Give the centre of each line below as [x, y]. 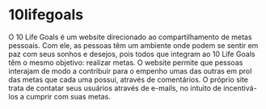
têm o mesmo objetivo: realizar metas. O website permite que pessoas [126, 63]
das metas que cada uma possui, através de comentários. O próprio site [129, 79]
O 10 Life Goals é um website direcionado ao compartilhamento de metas [130, 37]
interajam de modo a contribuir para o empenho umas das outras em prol [130, 71]
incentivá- [240, 88]
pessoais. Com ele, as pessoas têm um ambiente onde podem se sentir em [133, 45]
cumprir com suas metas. [68, 96]
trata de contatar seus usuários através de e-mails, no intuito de [115, 88]
